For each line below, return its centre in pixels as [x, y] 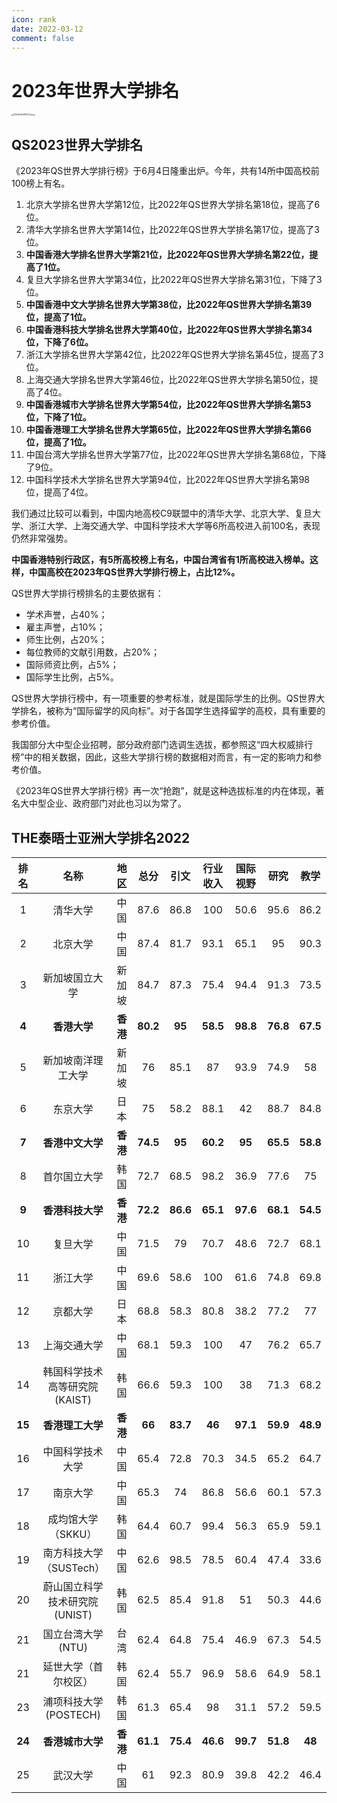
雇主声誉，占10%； [65, 627]
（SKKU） [73, 1534]
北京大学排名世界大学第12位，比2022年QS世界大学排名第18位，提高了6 [173, 205]
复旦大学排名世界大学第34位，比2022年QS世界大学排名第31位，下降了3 [174, 280]
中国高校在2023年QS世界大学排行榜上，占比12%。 [134, 572]
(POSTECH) [73, 1714]
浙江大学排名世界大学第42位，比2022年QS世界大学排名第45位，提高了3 [174, 355]
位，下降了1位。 [58, 417]
